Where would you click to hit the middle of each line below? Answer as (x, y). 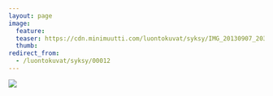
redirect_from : (34, 53)
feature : (30, 31)
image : (19, 23)
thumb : (27, 46)
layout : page (30, 16)
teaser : (29, 38)
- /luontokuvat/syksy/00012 (63, 61)
